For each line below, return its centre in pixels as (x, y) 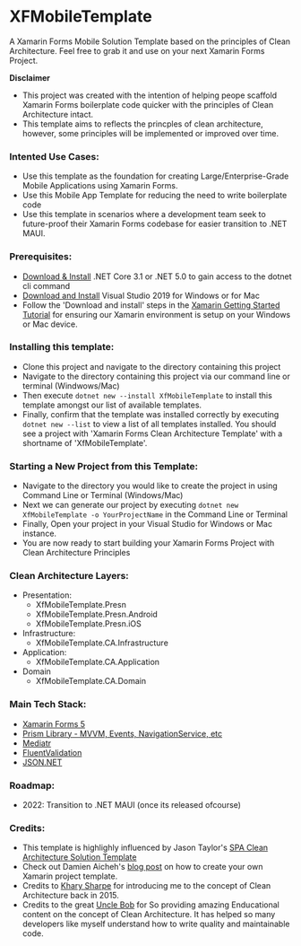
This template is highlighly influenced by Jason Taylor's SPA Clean (145, 848)
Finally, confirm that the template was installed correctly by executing (150, 414)
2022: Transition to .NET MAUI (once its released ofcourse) (132, 805)
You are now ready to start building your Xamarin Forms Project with (148, 543)
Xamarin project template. (70, 876)
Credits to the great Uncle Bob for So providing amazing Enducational (151, 905)
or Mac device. (50, 324)
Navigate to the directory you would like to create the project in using (150, 486)
